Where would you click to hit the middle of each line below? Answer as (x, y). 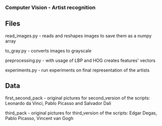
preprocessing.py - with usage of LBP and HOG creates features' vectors (80, 60)
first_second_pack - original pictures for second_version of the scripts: (78, 98)
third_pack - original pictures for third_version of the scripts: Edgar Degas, (81, 113)
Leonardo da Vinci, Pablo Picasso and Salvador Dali (58, 103)
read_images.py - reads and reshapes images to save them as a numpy (79, 35)
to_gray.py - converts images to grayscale (48, 50)
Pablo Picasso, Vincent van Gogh (39, 118)
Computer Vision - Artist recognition (50, 7)
